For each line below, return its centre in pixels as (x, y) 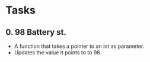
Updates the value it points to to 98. (58, 53)
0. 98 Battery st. (36, 32)
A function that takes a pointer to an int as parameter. (79, 46)
